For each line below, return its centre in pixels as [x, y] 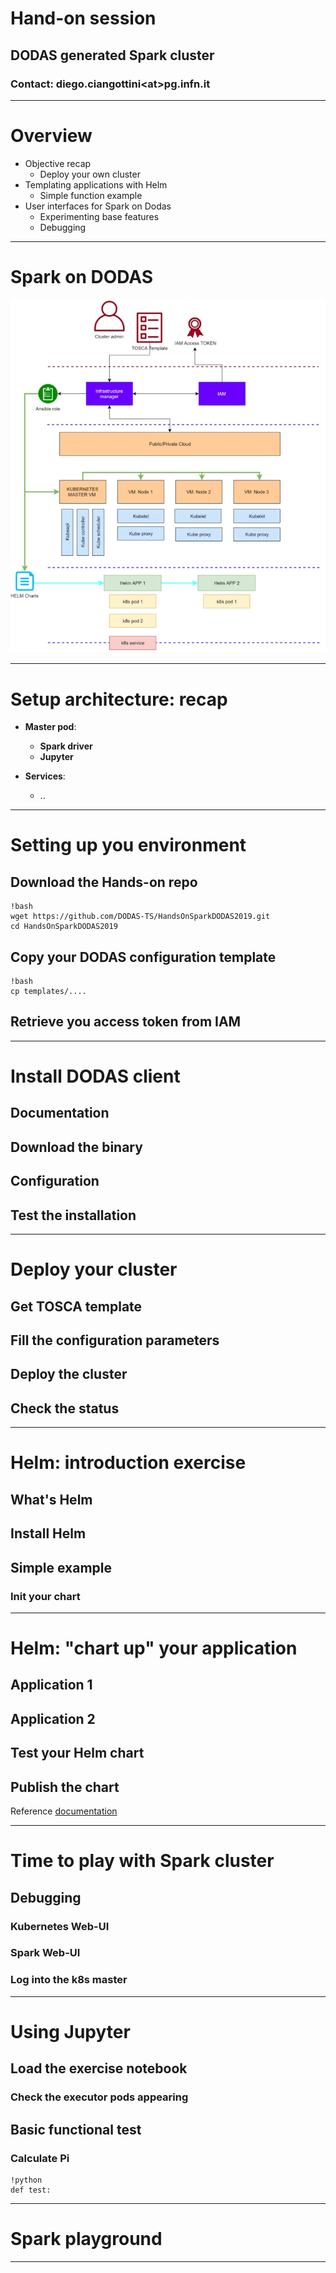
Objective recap [58, 163]
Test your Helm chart [77, 1753]
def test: [31, 2190]
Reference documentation [64, 1811]
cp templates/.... [48, 992]
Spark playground [86, 2239]
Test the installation [73, 1215]
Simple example [61, 1567]
